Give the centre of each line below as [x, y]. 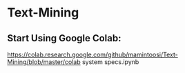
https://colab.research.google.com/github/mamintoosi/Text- [92, 54]
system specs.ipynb [110, 62]
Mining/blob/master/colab [44, 62]
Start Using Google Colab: [65, 38]
